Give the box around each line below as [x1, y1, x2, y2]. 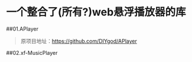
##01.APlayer [6, 25, 38, 32]
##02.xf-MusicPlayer [6, 49, 58, 56]
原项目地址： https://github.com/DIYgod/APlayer [20, 37, 137, 44]
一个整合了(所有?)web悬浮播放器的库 [6, 5, 186, 19]
